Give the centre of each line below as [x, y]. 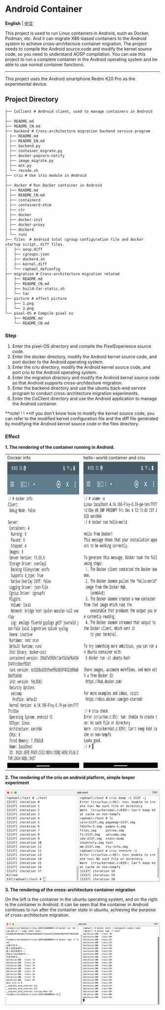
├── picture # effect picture [36, 298]
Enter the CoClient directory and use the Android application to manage [84, 399]
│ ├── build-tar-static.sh [35, 289]
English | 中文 [19, 23]
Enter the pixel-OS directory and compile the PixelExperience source [82, 346]
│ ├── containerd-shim [28, 205]
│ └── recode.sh [22, 170]
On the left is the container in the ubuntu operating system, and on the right [82, 899]
